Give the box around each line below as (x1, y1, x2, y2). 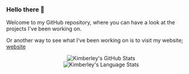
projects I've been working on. (6, 25, 82, 32)
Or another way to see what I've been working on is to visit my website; (6, 37, 184, 44)
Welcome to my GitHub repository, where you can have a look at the (6, 19, 176, 26)
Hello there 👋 (6, 5, 45, 14)
